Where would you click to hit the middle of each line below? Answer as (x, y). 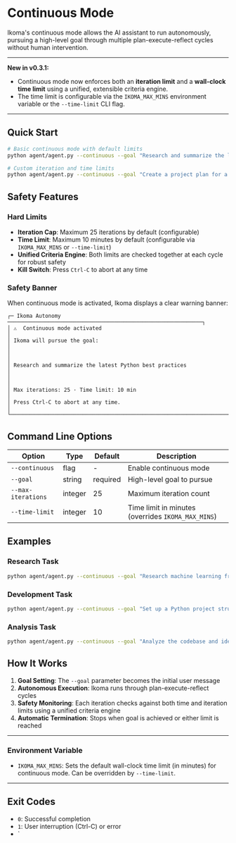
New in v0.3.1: (28, 68)
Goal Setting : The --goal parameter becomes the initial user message (119, 680)
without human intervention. (48, 47)
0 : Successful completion (54, 818)
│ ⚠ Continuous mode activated (54, 328)
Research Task (33, 562)
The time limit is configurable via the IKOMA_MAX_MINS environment (112, 96)
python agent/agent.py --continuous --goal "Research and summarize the (116, 155)
